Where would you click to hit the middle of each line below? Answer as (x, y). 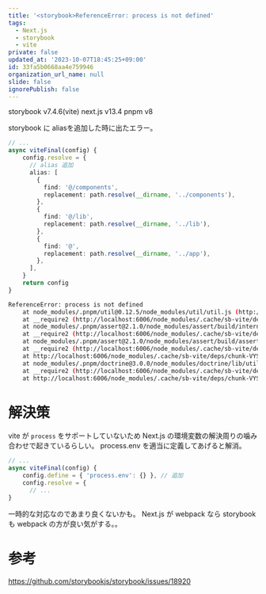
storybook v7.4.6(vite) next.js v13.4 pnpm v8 (80, 112)
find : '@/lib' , (68, 217)
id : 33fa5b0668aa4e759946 (51, 67)
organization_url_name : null (56, 74)
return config (46, 283)
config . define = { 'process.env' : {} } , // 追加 (103, 476)
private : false (33, 52)
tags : (17, 23)
